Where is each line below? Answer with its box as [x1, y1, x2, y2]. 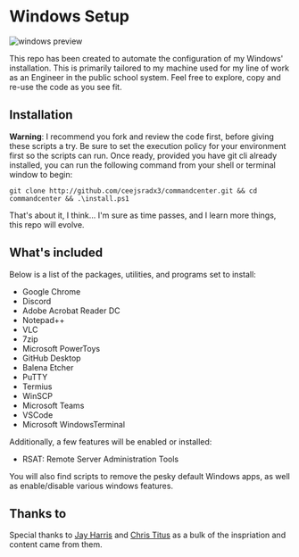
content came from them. [9, 539, 103, 550]
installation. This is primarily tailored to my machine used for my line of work [9, 62, 290, 73]
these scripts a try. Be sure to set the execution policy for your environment [9, 140, 287, 151]
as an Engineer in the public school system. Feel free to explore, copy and [9, 71, 281, 82]
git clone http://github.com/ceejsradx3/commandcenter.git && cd [9, 186, 257, 195]
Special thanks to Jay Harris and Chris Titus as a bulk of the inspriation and [9, 529, 287, 541]
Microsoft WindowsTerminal [21, 419, 126, 429]
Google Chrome [21, 286, 81, 296]
